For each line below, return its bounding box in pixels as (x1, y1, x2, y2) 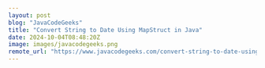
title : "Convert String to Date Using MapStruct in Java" (8, 26, 203, 34)
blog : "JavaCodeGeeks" (8, 19, 83, 27)
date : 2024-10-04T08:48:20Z (8, 33, 101, 41)
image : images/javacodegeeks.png (8, 41, 118, 48)
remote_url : (8, 48, 47, 55)
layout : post (8, 11, 51, 20)
